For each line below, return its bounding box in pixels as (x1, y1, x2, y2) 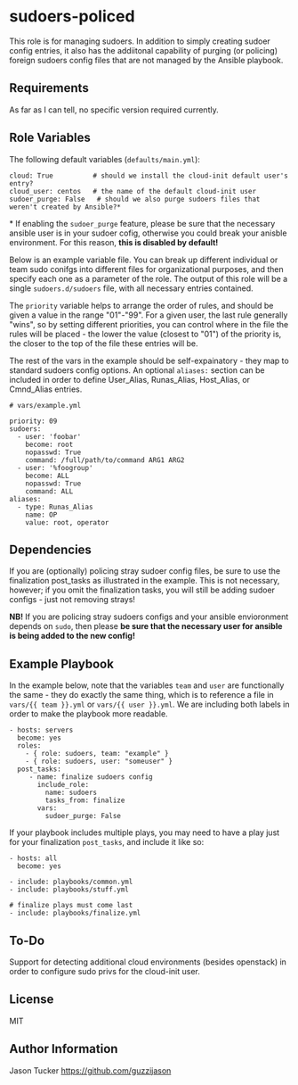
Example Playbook (9, 656, 114, 671)
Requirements (9, 80, 89, 95)
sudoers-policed (9, 6, 135, 27)
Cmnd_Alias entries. (9, 384, 83, 394)
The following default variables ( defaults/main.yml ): (9, 153, 200, 164)
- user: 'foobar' (17, 432, 82, 441)
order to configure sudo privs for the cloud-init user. (9, 966, 200, 976)
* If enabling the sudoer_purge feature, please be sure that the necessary (9, 218, 276, 228)
